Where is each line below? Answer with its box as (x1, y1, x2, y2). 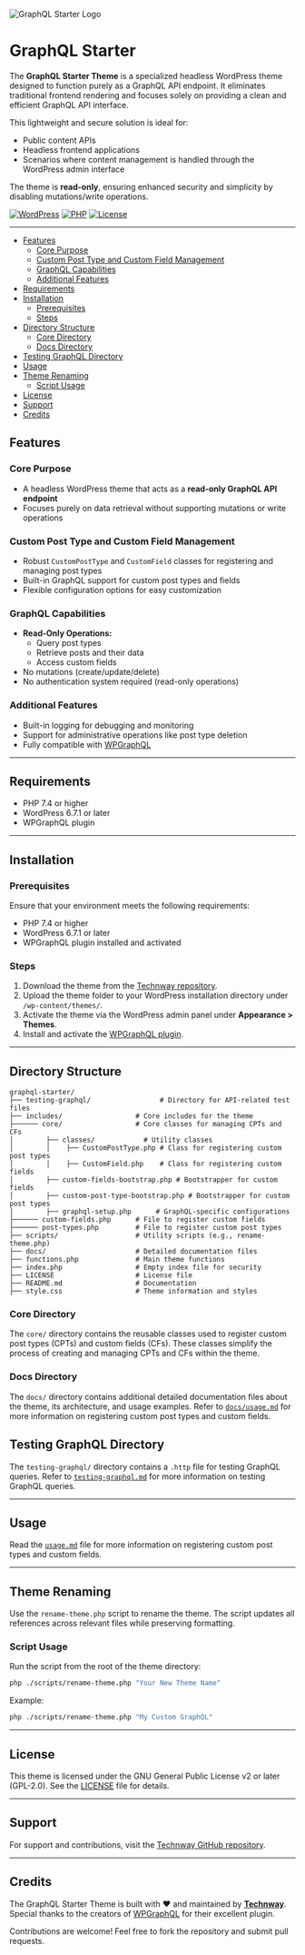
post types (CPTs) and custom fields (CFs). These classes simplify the (9, 1338, 272, 1349)
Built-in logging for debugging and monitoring (22, 720, 194, 731)
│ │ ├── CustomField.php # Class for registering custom (9, 1160, 282, 1169)
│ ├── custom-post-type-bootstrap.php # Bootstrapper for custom (9, 1192, 290, 1201)
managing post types (22, 565, 103, 576)
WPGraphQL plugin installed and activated (22, 937, 182, 948)
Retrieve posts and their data (35, 647, 144, 659)
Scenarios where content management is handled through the (22, 154, 255, 165)
